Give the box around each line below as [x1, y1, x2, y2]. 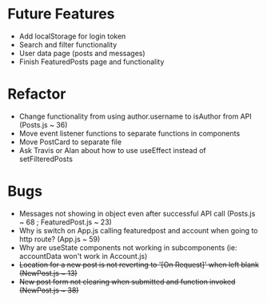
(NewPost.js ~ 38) [18, 285, 79, 295]
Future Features [7, 5, 115, 23]
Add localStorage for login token [18, 31, 126, 41]
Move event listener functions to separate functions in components [18, 128, 241, 138]
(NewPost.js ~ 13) [18, 268, 78, 277]
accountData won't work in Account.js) [18, 251, 148, 261]
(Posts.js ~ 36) [18, 119, 68, 129]
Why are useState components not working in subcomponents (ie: [18, 242, 237, 252]
